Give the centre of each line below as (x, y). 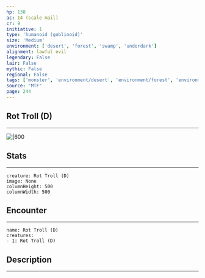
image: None (21, 181)
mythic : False (24, 69)
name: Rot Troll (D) (33, 230)
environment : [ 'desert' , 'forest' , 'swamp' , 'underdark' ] (81, 46)
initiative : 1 (24, 29)
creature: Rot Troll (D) (38, 176)
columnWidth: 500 (28, 192)
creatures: (20, 236)
